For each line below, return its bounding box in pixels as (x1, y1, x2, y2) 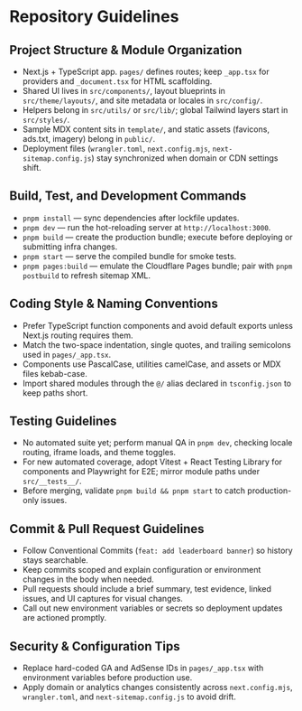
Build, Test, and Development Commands (9, 188, 247, 204)
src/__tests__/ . (22, 476, 83, 487)
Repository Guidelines (9, 6, 179, 27)
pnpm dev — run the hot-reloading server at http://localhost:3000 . (22, 221, 271, 232)
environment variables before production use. (22, 672, 193, 683)
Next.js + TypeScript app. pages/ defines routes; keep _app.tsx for (22, 66, 270, 77)
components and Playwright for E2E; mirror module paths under (22, 466, 261, 477)
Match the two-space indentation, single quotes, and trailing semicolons (22, 339, 291, 350)
